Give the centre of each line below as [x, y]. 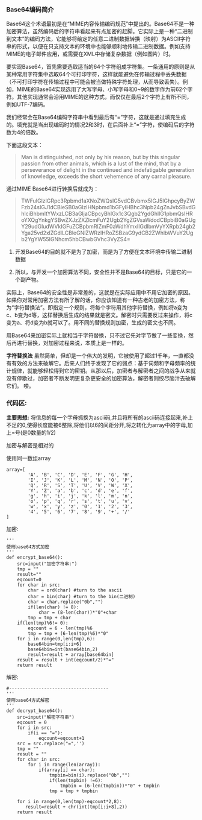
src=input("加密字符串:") [47, 564]
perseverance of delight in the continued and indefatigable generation [108, 170]
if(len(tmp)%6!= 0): [43, 623]
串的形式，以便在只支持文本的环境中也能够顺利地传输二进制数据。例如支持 [98, 46]
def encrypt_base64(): [35, 557]
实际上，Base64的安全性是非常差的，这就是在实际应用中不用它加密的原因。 [100, 292]
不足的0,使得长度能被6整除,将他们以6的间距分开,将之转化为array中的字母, [97, 425]
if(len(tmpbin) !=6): [76, 780]
